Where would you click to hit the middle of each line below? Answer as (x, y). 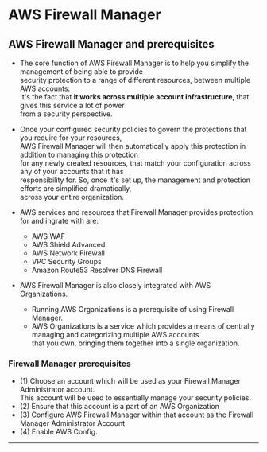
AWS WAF (48, 236)
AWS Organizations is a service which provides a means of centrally (143, 326)
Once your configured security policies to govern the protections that (133, 129)
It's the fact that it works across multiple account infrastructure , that (134, 97)
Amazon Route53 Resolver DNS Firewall (97, 270)
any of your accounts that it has (72, 171)
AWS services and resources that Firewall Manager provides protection (136, 212)
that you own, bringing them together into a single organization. (135, 343)
